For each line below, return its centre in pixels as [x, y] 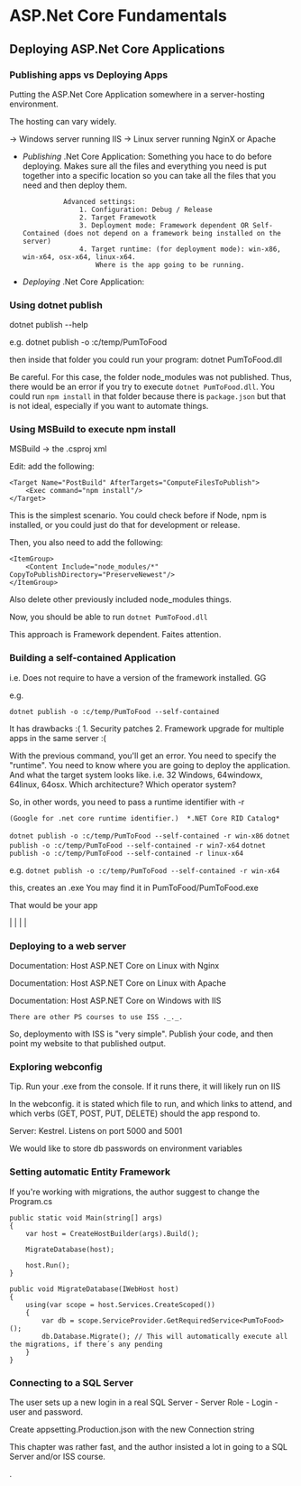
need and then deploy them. [75, 185]
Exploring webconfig [56, 1066]
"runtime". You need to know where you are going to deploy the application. [150, 765]
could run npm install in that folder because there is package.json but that [148, 396]
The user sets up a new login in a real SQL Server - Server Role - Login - [144, 1402]
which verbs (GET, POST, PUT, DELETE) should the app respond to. [135, 1114]
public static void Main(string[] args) [87, 1218]
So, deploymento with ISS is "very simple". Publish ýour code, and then [141, 1034]
